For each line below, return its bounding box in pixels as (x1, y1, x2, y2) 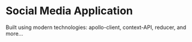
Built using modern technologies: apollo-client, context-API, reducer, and (5, 24, 187, 31)
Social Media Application (5, 4, 133, 18)
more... (5, 30, 23, 37)
